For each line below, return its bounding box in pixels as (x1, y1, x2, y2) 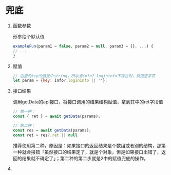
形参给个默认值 (12, 33, 45, 39)
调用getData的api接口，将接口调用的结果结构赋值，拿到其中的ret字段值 (12, 99, 163, 105)
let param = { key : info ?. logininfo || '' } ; (12, 78, 108, 83)
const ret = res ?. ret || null (12, 133, 78, 138)
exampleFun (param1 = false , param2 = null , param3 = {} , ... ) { (12, 43, 154, 49)
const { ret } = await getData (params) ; (12, 114, 101, 119)
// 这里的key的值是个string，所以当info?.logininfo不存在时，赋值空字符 (12, 73, 156, 78)
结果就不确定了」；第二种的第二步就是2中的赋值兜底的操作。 (22, 155, 149, 161)
